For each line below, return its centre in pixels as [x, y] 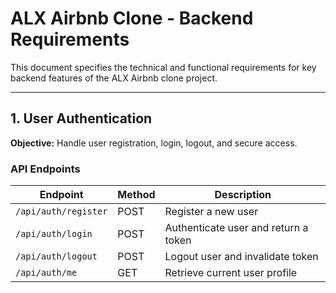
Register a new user [211, 212]
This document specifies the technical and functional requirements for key [163, 67]
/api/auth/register [61, 211]
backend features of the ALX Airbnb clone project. [114, 78]
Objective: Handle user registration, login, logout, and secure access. [154, 143]
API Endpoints [45, 169]
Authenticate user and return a [236, 228]
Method [136, 195]
